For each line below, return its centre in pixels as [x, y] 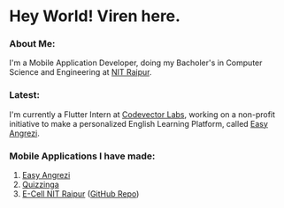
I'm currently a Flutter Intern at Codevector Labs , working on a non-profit [142, 114]
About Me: [32, 44]
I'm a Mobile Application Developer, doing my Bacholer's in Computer [136, 63]
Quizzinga [40, 185]
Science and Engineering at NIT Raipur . [81, 72]
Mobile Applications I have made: [82, 156]
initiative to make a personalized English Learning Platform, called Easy [138, 123]
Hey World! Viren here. [95, 16]
